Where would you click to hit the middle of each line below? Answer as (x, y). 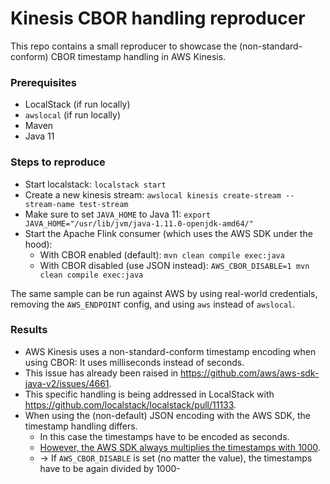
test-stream (103, 204)
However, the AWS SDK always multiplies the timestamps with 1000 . (180, 447)
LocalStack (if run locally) (77, 104)
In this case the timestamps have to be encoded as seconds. (164, 436)
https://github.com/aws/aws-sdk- (250, 373)
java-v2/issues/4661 (67, 383)
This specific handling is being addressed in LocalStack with (149, 394)
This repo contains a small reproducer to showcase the (124, 46)
